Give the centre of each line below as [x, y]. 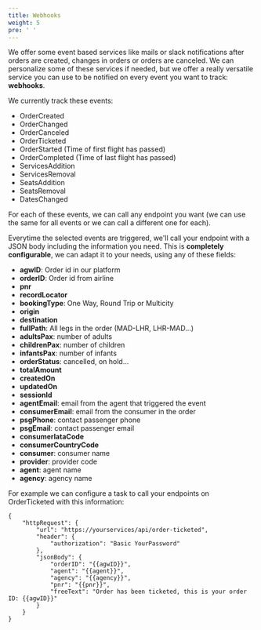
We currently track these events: [61, 101]
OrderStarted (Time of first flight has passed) [92, 149]
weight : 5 [24, 23]
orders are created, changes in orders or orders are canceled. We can [121, 60]
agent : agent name [50, 470]
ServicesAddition [47, 166]
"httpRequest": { [51, 523]
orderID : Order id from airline [67, 279]
